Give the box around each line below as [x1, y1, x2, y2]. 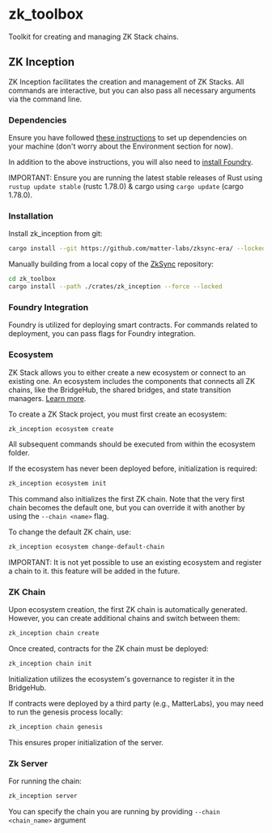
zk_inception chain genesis [8, 723, 104, 732]
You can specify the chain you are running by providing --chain [8, 807, 220, 817]
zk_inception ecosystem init [8, 480, 107, 488]
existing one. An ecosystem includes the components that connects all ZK [8, 376, 256, 386]
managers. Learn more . [8, 393, 87, 403]
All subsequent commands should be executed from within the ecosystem [8, 439, 256, 449]
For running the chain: [8, 776, 83, 786]
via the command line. [8, 94, 83, 104]
